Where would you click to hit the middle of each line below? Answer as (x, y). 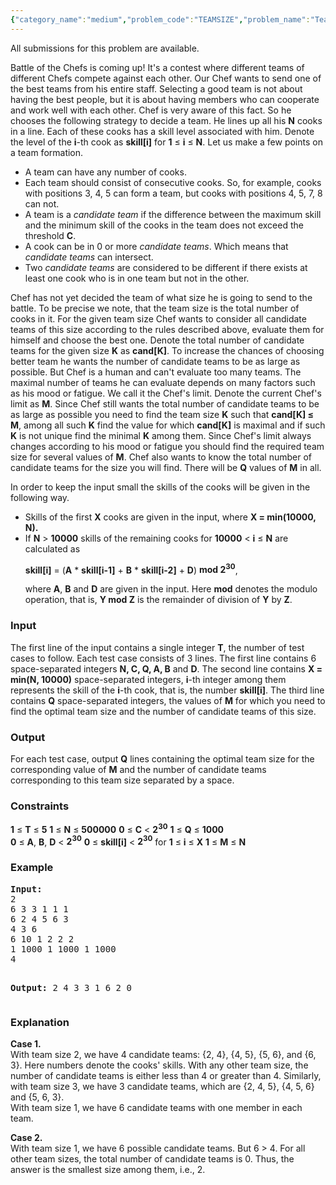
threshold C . (50, 235)
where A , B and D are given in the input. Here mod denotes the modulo (171, 589)
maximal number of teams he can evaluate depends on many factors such (163, 382)
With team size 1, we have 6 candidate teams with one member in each (156, 1108)
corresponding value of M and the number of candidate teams (138, 769)
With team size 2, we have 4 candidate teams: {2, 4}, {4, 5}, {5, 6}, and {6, (163, 1055)
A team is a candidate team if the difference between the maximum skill (173, 214)
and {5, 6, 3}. (37, 1097)
